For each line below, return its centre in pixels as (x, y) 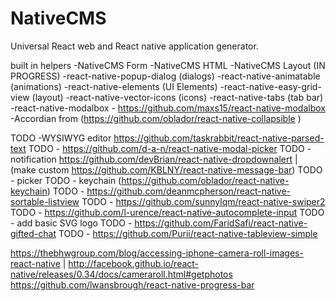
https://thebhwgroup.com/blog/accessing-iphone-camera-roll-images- (157, 253)
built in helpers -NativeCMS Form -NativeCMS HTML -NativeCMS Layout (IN (168, 65)
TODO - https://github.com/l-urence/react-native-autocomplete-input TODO (167, 212)
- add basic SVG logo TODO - (71, 223)
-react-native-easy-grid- (270, 86)
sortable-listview (45, 201)
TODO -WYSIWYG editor (61, 138)
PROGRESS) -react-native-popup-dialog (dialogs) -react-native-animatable (165, 76)
